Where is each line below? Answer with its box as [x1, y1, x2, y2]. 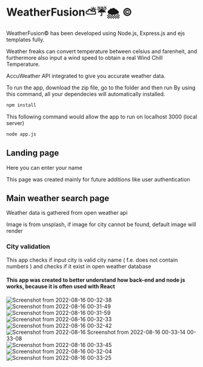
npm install [6, 102, 36, 108]
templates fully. [6, 36, 45, 43]
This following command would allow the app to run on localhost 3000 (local [6, 113, 198, 120]
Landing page [6, 148, 59, 158]
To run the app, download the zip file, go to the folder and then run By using [6, 83, 196, 91]
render [6, 227, 23, 235]
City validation [6, 242, 50, 251]
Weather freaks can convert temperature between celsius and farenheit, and [6, 47, 198, 55]
